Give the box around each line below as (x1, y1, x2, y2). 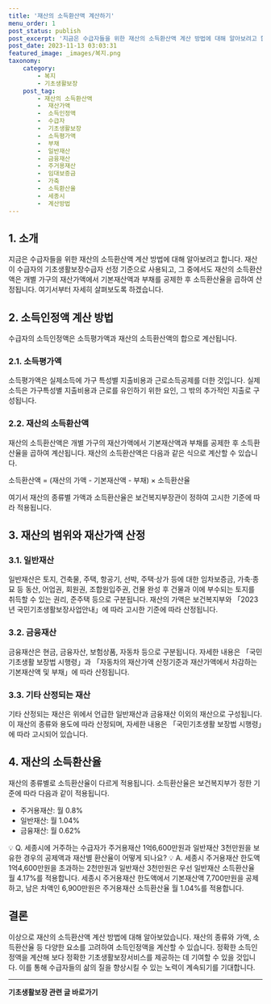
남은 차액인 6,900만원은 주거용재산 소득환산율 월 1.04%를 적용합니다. (25, 883, 244, 893)
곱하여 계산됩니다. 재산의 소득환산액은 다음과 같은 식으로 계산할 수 (29, 447, 236, 457)
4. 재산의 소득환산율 (8, 755, 102, 769)
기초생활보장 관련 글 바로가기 (8, 987, 98, 997)
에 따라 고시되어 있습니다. (8, 729, 89, 739)
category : (23, 65, 56, 73)
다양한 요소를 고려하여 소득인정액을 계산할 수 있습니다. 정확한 (44, 942, 236, 951)
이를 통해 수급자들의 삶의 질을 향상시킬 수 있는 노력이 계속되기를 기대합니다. (19, 962, 256, 972)
